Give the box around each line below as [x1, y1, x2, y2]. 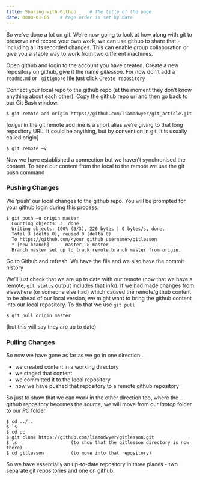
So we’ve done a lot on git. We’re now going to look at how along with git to [6, 31, 193, 38]
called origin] [6, 133, 39, 141]
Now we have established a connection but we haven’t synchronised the [6, 156, 186, 163]
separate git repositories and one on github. [6, 467, 115, 475]
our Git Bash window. [6, 99, 59, 106]
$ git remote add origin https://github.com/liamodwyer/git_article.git [6, 111, 192, 117]
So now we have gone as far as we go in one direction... [6, 352, 145, 359]
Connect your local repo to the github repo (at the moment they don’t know [6, 86, 192, 93]
